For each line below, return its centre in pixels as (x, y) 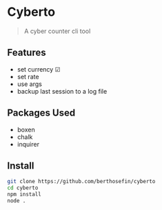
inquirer (28, 144)
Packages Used (41, 113)
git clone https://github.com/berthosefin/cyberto (81, 182)
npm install (24, 195)
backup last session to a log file (62, 91)
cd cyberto (23, 188)
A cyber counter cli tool (57, 31)
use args (30, 84)
